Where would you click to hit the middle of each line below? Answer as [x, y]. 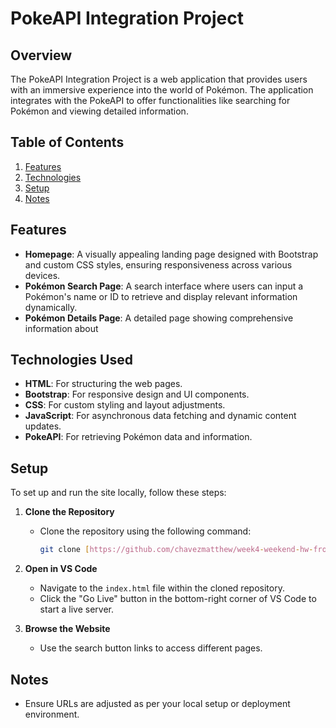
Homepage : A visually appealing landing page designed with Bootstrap [171, 254]
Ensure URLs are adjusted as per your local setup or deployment [157, 703]
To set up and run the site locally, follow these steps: [118, 493]
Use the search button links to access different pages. [151, 648]
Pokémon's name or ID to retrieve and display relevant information [161, 296]
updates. [43, 426]
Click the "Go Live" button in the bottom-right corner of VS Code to [178, 599]
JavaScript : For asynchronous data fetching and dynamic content [160, 416]
